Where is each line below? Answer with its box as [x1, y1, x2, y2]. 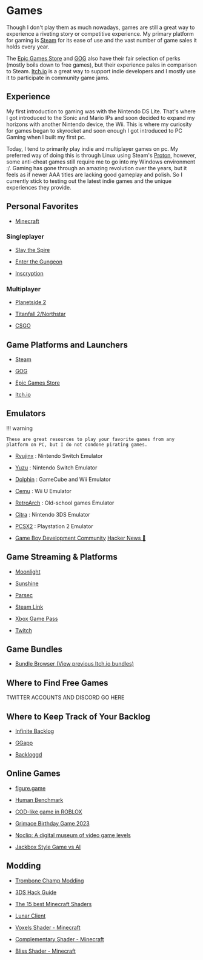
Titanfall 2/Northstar [15, 310, 66, 318]
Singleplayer [6, 233, 44, 241]
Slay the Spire [15, 246, 50, 253]
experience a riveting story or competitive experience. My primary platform [6, 30, 194, 37]
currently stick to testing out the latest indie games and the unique [6, 177, 171, 185]
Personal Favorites [6, 201, 79, 212]
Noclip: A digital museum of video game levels [15, 831, 131, 839]
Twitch [15, 626, 32, 634]
